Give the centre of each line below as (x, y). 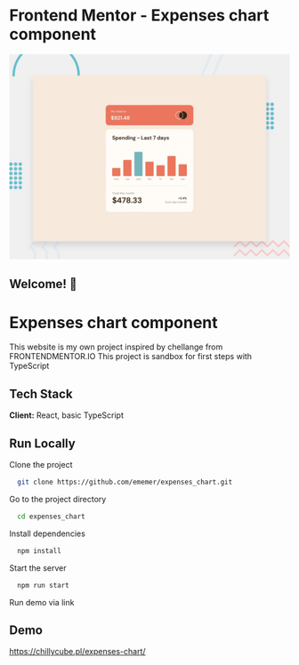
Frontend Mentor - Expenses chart (139, 16)
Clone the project (41, 465)
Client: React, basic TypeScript (67, 415)
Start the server (38, 568)
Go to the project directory (58, 499)
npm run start (43, 585)
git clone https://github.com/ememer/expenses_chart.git (125, 482)
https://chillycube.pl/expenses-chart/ (77, 652)
